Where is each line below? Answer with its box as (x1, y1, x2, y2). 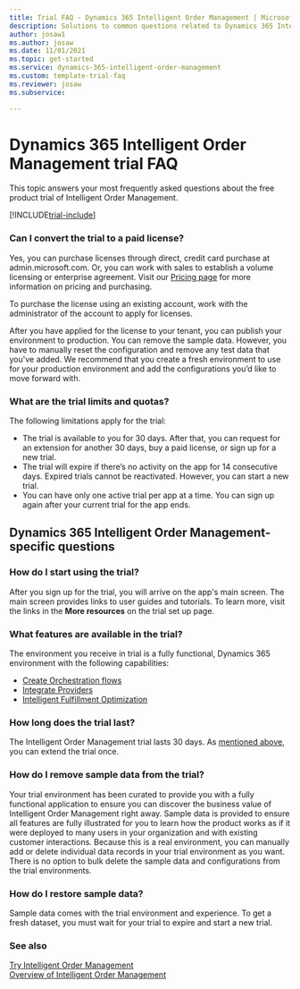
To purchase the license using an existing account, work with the (9, 298, 248, 309)
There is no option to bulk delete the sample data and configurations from (9, 856, 281, 866)
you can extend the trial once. (9, 746, 119, 757)
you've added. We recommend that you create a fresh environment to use (9, 354, 281, 364)
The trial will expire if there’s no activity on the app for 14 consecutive (21, 462, 279, 473)
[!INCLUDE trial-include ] (9, 209, 96, 220)
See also (9, 939, 47, 951)
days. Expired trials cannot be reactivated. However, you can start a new (21, 471, 289, 482)
